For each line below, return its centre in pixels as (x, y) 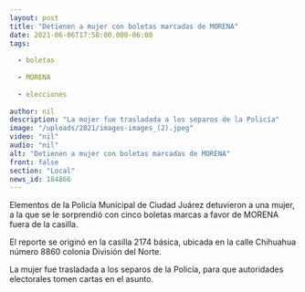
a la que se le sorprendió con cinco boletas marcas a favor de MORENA (144, 214)
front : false (34, 162)
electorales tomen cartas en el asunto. (81, 279)
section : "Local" (42, 171)
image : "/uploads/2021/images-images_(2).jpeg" (102, 129)
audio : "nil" (34, 145)
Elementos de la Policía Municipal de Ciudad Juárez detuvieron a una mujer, (152, 205)
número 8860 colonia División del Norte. (86, 252)
